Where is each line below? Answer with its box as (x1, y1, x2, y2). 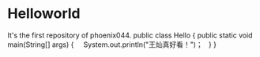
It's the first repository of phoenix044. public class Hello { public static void (7, 30, 254, 40)
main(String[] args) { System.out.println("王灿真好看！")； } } (7, 40, 217, 49)
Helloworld (7, 5, 81, 23)
